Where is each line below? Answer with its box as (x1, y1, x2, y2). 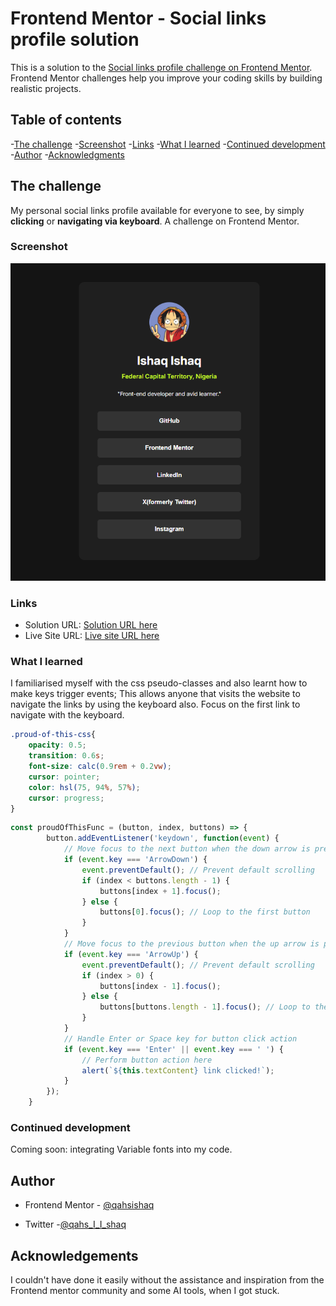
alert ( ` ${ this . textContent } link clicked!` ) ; (81, 1065, 275, 1076)
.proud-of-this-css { (10, 730, 97, 740)
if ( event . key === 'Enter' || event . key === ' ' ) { (63, 1044, 284, 1054)
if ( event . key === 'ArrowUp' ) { (63, 949, 199, 959)
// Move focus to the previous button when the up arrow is (63, 939, 320, 949)
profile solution (10, 28, 140, 51)
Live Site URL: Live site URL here (24, 630, 160, 642)
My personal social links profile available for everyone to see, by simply (10, 204, 305, 216)
